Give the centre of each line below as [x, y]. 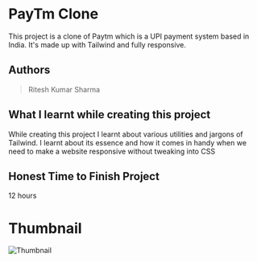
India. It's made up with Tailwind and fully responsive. [97, 44]
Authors [29, 70]
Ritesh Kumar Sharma [64, 89]
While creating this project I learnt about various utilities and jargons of [126, 134]
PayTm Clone [54, 14]
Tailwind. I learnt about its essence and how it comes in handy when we [128, 142]
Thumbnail [45, 228]
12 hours [23, 196]
